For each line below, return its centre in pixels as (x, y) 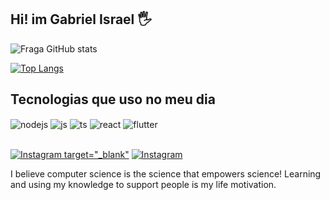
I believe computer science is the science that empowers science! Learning (166, 174)
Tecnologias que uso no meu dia (113, 99)
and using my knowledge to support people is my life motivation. (143, 185)
